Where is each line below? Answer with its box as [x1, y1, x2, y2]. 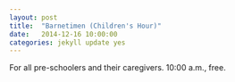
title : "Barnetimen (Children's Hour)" [9, 21, 163, 30]
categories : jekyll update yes [9, 37, 126, 47]
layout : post [9, 12, 58, 22]
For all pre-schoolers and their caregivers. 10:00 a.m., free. [9, 62, 226, 73]
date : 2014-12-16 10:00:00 [9, 29, 118, 38]
